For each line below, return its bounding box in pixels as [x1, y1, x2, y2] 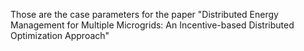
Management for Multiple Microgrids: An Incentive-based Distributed [10, 19, 295, 31]
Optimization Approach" [10, 30, 110, 41]
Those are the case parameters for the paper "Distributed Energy [10, 9, 279, 20]
